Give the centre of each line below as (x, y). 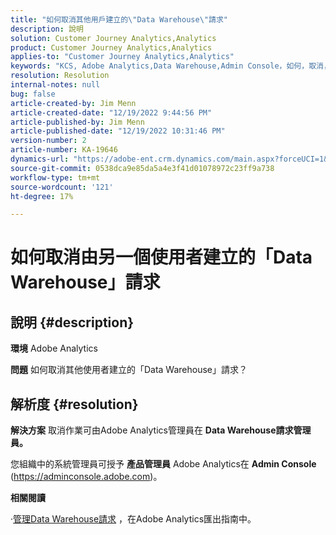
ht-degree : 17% (42, 196)
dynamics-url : (40, 159)
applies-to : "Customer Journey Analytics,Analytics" (122, 57)
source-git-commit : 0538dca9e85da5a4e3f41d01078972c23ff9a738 (142, 168)
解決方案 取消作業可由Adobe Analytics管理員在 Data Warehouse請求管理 (161, 430)
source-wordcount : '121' (62, 187)
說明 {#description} (72, 322)
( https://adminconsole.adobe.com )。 (86, 477)
